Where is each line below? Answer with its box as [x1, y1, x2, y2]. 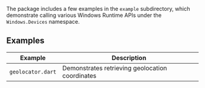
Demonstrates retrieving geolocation [62, 64, 167, 72]
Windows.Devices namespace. [6, 18, 81, 25]
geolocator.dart [9, 68, 57, 75]
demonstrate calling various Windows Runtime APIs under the [6, 12, 162, 19]
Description [112, 53, 146, 62]
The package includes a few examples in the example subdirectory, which [6, 5, 190, 12]
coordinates [62, 71, 96, 80]
